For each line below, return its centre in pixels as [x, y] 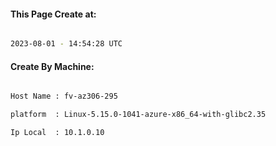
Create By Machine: [52, 66]
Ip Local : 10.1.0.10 [57, 133]
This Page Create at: [53, 14]
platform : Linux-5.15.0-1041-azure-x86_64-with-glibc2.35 [138, 115]
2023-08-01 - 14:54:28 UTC [66, 44]
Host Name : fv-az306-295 [64, 96]
